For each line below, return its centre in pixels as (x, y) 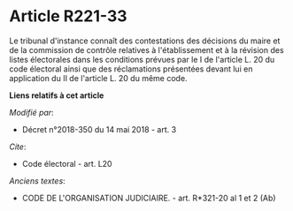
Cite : (18, 147)
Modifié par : (32, 112)
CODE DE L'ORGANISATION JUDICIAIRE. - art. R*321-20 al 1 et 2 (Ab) (149, 198)
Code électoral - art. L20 (67, 163)
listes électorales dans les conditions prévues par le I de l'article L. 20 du (142, 59)
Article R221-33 (68, 16)
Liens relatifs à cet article (57, 95)
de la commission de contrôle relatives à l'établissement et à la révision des (147, 49)
